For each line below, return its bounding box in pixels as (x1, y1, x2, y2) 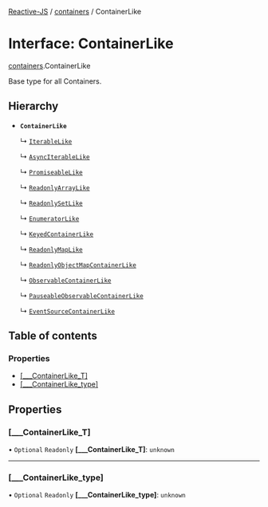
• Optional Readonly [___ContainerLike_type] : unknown (8, 490, 186, 500)
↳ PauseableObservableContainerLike (19, 290, 144, 300)
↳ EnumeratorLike (19, 213, 80, 222)
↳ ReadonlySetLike (19, 198, 83, 207)
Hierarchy (8, 100, 59, 113)
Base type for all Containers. (8, 76, 102, 86)
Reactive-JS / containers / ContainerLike (8, 7, 142, 16)
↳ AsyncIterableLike (19, 151, 90, 161)
